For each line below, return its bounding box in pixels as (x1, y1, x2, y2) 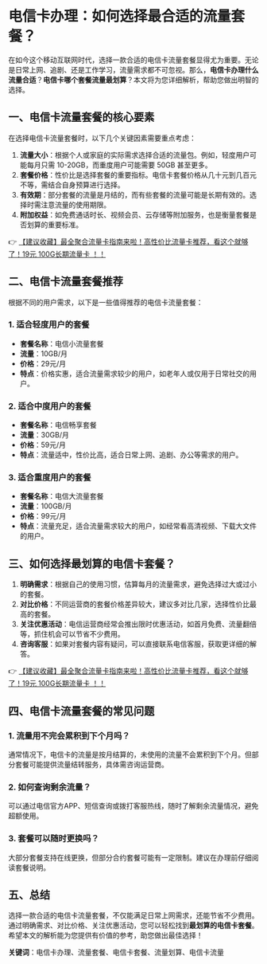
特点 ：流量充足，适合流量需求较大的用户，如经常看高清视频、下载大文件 (19, 521, 257, 531)
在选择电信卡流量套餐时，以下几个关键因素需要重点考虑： (8, 133, 196, 143)
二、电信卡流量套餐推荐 (8, 275, 123, 288)
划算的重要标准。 (26, 220, 83, 229)
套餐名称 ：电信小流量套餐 (19, 339, 104, 348)
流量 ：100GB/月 (19, 501, 72, 511)
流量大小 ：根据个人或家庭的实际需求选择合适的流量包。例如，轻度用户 (19, 150, 250, 159)
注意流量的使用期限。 (41, 200, 111, 210)
